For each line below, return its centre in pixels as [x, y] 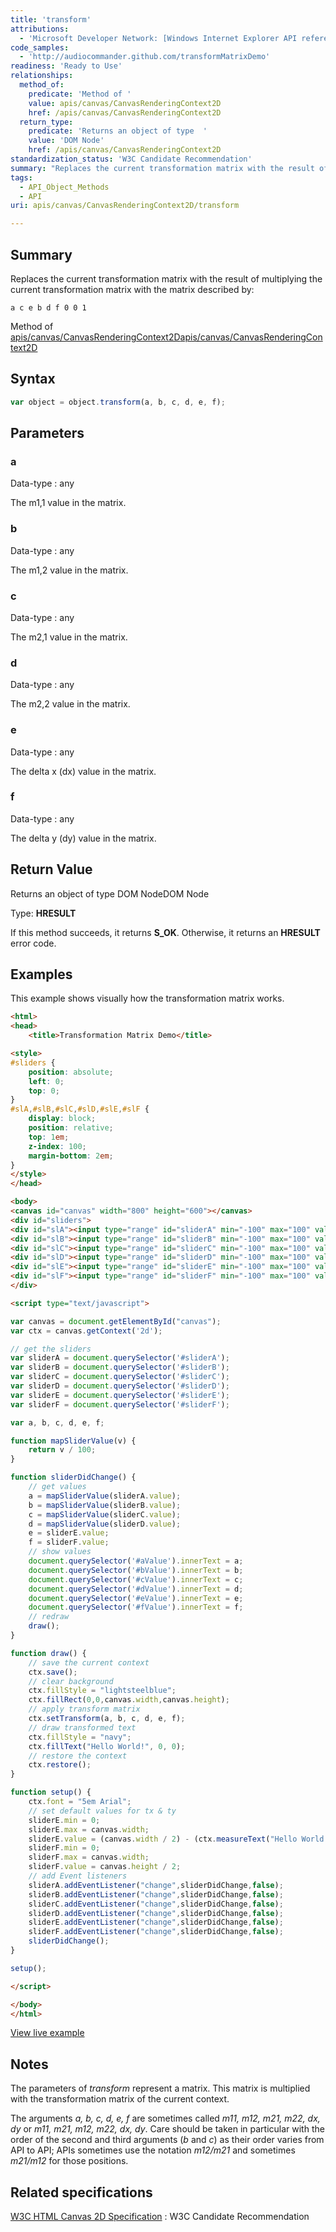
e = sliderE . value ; [69, 1533]
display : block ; [62, 1119]
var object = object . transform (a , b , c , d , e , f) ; [118, 402]
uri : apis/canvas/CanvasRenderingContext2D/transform [125, 206]
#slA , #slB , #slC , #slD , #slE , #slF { [80, 1109]
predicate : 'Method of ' [80, 94]
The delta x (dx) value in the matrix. [83, 771]
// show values [60, 1552]
